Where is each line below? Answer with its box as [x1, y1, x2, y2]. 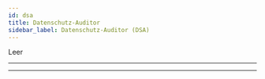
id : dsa [8, 11, 34, 20]
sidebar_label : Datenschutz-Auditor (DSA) [8, 26, 150, 34]
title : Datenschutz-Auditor [8, 19, 101, 27]
